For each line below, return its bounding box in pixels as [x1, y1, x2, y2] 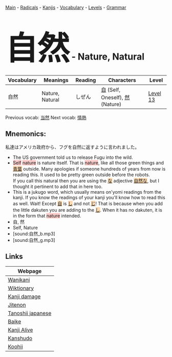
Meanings [43, 77, 69, 84]
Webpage [17, 267, 42, 274]
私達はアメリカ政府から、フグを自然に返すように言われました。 [5, 144, 140, 150]
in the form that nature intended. [12, 213, 81, 219]
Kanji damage [8, 293, 41, 300]
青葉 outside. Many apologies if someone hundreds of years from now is [12, 165, 166, 172]
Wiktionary [8, 285, 34, 292]
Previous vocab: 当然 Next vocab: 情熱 [5, 114, 87, 120]
